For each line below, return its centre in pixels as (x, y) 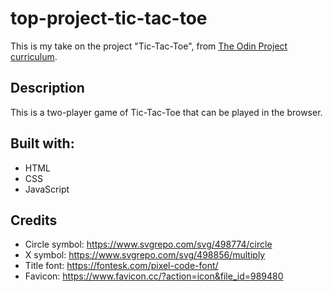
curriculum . (34, 56)
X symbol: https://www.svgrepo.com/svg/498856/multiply (145, 255)
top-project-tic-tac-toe (109, 18)
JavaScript (47, 189)
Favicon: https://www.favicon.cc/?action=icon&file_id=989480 (154, 276)
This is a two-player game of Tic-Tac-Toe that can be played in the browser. (166, 112)
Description (47, 88)
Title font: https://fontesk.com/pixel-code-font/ (121, 266)
